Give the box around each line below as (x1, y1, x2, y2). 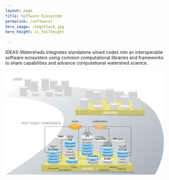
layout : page (5, 8, 33, 13)
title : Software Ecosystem (5, 13, 62, 19)
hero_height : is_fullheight (5, 29, 65, 35)
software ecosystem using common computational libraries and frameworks (5, 54, 164, 61)
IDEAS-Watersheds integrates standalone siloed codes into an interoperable (5, 49, 163, 55)
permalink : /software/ (5, 19, 53, 24)
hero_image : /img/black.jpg (5, 24, 65, 29)
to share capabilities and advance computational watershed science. (5, 60, 148, 66)
